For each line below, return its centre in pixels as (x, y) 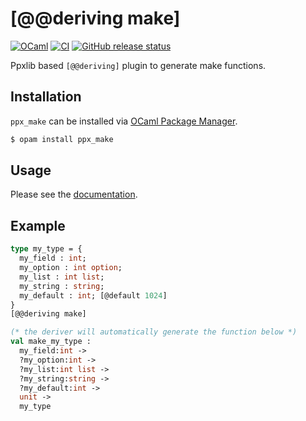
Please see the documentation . (74, 194)
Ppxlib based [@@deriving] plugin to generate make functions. (138, 65)
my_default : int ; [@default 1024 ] (93, 295)
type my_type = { (46, 249)
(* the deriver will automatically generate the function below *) (154, 332)
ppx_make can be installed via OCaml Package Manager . (124, 121)
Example (38, 225)
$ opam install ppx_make (62, 139)
